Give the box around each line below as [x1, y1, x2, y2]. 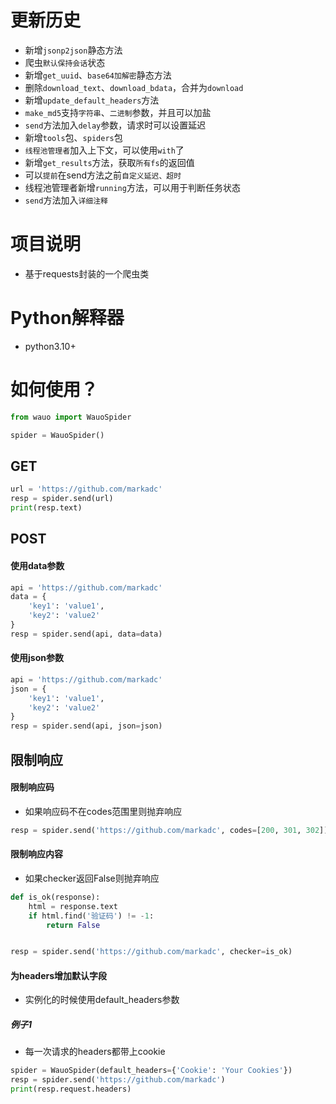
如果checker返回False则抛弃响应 [24, 872, 160, 884]
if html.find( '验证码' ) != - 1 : [28, 911, 155, 921]
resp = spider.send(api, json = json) [10, 721, 163, 731]
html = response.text [28, 901, 118, 911]
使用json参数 [10, 652, 64, 664]
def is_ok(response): [10, 892, 101, 902]
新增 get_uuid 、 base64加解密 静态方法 [24, 69, 172, 81]
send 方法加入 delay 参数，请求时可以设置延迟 [24, 119, 207, 131]
